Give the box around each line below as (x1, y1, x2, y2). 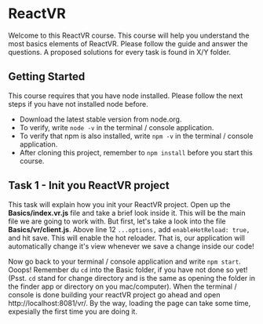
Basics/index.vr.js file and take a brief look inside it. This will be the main (8, 208, 246, 217)
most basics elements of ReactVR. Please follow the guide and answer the (8, 38, 249, 48)
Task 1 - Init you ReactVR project (8, 179, 170, 192)
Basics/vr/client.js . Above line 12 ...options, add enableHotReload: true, (8, 224, 250, 234)
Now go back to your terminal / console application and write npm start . (8, 257, 241, 266)
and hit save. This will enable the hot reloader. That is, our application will (8, 233, 246, 242)
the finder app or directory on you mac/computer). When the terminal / (8, 282, 237, 291)
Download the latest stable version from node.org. (19, 115, 182, 124)
